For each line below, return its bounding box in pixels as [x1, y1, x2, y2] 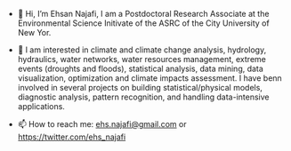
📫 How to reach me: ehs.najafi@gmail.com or [17, 119, 187, 129]
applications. [17, 101, 65, 111]
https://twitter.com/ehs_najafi [17, 131, 126, 142]
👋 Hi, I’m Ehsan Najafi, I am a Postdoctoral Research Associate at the [17, 9, 270, 19]
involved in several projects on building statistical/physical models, [17, 83, 263, 92]
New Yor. [17, 28, 52, 37]
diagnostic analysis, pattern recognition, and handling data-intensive [17, 91, 270, 102]
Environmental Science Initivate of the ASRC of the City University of [17, 18, 270, 28]
